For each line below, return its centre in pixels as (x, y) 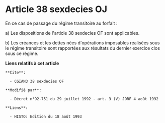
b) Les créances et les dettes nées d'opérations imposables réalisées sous (82, 43)
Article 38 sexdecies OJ (56, 9)
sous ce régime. (22, 53)
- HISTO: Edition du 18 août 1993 (46, 116)
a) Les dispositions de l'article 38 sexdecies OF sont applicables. (72, 33)
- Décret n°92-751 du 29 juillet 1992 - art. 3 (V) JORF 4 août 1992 (84, 99)
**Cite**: (16, 72)
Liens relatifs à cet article (32, 63)
